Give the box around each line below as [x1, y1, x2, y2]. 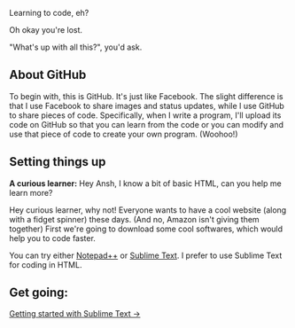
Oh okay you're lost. [9, 25, 82, 35]
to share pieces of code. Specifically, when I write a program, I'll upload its [9, 110, 282, 121]
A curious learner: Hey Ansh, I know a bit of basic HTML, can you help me [9, 177, 282, 189]
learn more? [9, 187, 53, 198]
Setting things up [9, 154, 106, 169]
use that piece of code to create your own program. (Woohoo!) [9, 129, 238, 139]
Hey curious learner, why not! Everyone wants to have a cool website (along [9, 204, 287, 215]
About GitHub [9, 67, 87, 82]
